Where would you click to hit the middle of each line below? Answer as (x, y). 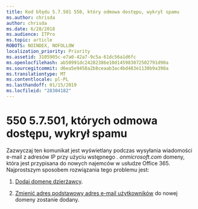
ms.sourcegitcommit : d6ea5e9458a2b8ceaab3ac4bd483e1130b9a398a (88, 68)
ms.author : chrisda (31, 18)
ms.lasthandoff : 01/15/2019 (42, 85)
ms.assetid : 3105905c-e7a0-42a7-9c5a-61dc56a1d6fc (71, 57)
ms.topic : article (29, 40)
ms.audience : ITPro (31, 35)
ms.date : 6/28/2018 (31, 29)
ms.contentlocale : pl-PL (37, 79)
